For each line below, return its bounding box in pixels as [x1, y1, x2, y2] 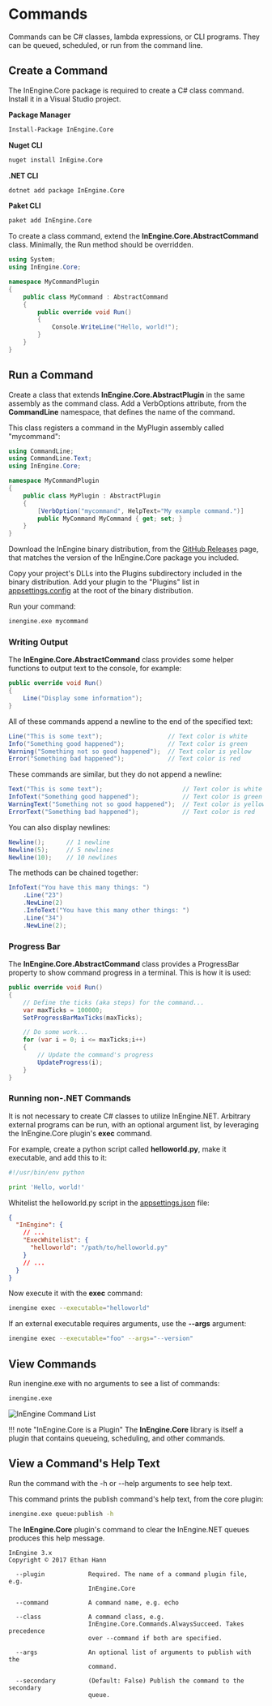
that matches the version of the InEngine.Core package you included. [8, 553, 240, 562]
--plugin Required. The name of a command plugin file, [15, 1570, 249, 1579]
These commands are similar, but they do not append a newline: [8, 769, 223, 779]
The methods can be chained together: [8, 868, 139, 877]
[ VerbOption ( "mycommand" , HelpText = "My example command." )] [37, 506, 244, 515]
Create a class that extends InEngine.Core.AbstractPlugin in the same [8, 390, 245, 399]
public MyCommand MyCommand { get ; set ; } [37, 515, 183, 523]
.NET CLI [8, 170, 39, 180]
